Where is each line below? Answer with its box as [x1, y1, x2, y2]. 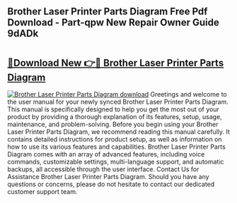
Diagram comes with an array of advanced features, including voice [7, 150, 205, 158]
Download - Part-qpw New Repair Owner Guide [7, 17, 219, 29]
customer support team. [7, 187, 78, 196]
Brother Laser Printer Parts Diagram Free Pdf [7, 6, 208, 18]
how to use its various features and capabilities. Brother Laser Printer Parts [7, 142, 226, 151]
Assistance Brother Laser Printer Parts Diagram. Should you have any [7, 173, 210, 180]
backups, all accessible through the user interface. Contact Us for [7, 165, 200, 173]
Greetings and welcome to [150, 90, 228, 98]
